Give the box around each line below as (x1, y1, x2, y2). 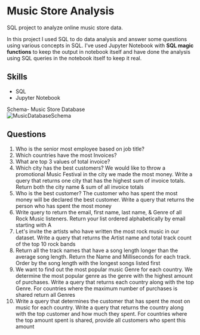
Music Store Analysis (7, 4, 115, 18)
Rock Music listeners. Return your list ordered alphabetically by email (15, 215, 186, 222)
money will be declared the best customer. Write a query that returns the (15, 196, 195, 203)
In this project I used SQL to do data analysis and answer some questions (7, 35, 187, 42)
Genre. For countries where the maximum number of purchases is (15, 285, 178, 292)
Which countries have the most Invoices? (15, 151, 117, 159)
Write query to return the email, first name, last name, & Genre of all (15, 208, 182, 216)
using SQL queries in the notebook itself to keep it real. (7, 54, 142, 62)
